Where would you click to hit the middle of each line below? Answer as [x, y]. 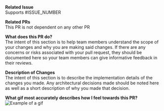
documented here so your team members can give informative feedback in [81, 58]
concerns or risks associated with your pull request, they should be [74, 52]
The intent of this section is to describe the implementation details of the [79, 78]
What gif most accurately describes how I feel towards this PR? [71, 98]
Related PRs [18, 22]
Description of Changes [30, 73]
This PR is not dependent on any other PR [47, 27]
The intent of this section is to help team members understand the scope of [82, 42]
